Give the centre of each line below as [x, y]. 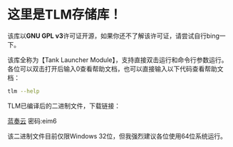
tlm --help [24, 91]
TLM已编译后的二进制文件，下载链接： [64, 106]
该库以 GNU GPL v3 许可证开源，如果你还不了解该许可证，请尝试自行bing [113, 36]
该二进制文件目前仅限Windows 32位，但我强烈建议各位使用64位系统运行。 [117, 136]
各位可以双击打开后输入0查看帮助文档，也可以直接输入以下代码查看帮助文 [115, 69]
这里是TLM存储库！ [65, 15]
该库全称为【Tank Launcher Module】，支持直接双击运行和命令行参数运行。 [118, 60]
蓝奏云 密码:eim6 [32, 121]
